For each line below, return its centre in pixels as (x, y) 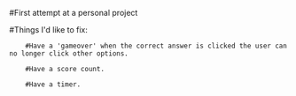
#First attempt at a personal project (74, 13)
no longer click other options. (69, 54)
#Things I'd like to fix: (49, 30)
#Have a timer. (53, 85)
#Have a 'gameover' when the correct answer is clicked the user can (156, 46)
